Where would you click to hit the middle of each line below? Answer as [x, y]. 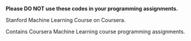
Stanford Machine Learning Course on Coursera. [66, 20]
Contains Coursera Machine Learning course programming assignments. [95, 31]
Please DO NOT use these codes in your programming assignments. [92, 9]
